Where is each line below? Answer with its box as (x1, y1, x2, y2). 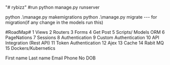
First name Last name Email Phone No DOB (5, 55, 96, 61)
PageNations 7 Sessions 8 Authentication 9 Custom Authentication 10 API (5, 35, 159, 40)
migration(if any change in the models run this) (5, 20, 103, 25)
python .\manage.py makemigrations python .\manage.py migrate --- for (5, 14, 157, 20)
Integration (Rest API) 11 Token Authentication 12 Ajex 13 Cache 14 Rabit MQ (5, 40, 164, 46)
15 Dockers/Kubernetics (5, 45, 55, 51)
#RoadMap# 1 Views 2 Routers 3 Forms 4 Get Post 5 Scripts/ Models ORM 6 (5, 29, 165, 35)
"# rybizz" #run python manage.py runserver (5, 5, 100, 10)
